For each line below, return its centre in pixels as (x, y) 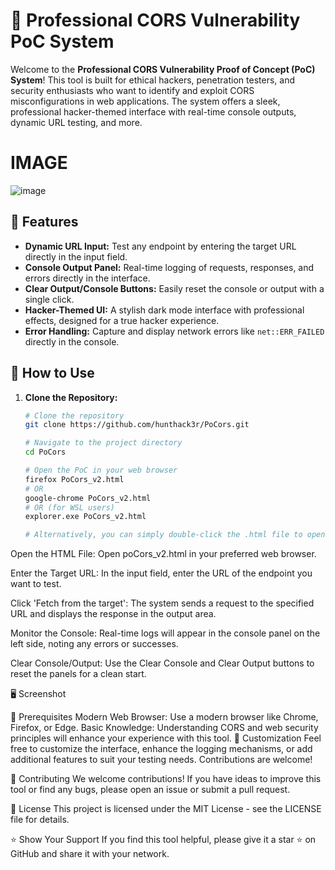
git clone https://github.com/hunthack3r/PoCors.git (137, 425)
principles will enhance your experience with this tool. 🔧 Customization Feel (166, 738)
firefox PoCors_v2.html (74, 479)
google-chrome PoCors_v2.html (88, 498)
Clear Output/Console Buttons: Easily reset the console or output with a (174, 288)
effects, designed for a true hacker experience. (122, 320)
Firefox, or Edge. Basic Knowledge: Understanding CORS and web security (164, 728)
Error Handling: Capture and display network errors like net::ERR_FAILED (174, 331)
